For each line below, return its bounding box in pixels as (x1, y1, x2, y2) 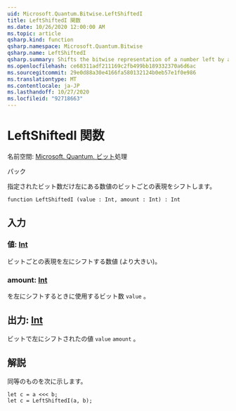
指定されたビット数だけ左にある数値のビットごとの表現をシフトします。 (7, 182, 216, 190)
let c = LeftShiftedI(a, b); (7, 397, 93, 404)
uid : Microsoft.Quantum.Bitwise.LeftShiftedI (7, 10, 143, 18)
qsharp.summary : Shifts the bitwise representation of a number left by (7, 56, 225, 63)
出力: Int (7, 314, 44, 327)
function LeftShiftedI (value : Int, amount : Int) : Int (7, 196, 181, 203)
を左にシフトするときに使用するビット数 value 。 (7, 292, 150, 300)
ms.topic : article (7, 30, 61, 37)
